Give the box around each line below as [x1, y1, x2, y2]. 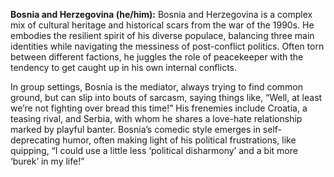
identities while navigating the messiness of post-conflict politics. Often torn [10, 40, 325, 52]
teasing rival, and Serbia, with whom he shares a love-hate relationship [10, 113, 303, 124]
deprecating [10, 134, 61, 146]
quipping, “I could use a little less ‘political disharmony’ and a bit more [10, 145, 298, 156]
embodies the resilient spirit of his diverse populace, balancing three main [10, 30, 315, 41]
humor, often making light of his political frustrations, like [62, 134, 297, 146]
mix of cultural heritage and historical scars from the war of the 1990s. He [10, 19, 315, 31]
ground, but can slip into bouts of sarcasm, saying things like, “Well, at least [10, 92, 323, 103]
